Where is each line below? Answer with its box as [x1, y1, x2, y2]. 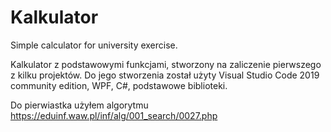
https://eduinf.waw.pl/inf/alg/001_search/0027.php [10, 109, 218, 121]
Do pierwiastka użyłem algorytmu [10, 99, 149, 111]
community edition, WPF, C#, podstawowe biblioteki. [10, 79, 228, 91]
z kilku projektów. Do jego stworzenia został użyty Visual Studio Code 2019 [10, 69, 320, 81]
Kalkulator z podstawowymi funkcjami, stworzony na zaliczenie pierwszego [10, 58, 322, 70]
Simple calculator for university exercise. [10, 39, 178, 51]
